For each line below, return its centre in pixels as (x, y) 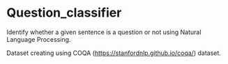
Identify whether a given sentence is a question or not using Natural (104, 32)
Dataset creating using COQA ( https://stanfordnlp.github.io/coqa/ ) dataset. (114, 53)
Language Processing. (39, 39)
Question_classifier (64, 13)
